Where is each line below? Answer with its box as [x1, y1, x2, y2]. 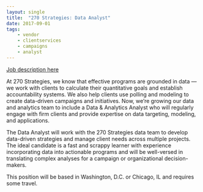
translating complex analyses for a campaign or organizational [6, 155, 163, 162]
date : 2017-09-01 [6, 20, 51, 26]
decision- [164, 155, 188, 162]
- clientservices [17, 37, 62, 44]
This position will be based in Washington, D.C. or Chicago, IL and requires [6, 173, 194, 180]
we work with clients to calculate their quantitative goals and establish [6, 84, 183, 91]
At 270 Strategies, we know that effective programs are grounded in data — [6, 77, 197, 85]
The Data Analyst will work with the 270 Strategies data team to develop [6, 128, 188, 136]
